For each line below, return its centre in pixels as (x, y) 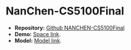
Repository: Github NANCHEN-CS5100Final (69, 28)
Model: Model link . (38, 40)
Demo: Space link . (38, 34)
